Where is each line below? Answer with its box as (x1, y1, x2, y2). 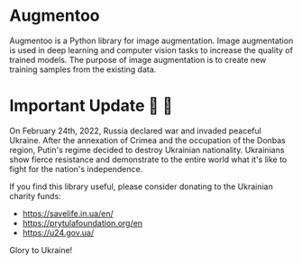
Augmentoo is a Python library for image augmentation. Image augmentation (9, 35, 294, 46)
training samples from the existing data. (9, 64, 157, 75)
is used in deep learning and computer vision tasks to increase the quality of (9, 44, 293, 55)
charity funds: (9, 190, 61, 201)
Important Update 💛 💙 (9, 96, 173, 116)
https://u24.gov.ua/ (22, 227, 95, 238)
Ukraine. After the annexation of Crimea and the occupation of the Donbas (9, 134, 287, 145)
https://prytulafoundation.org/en (22, 217, 142, 228)
